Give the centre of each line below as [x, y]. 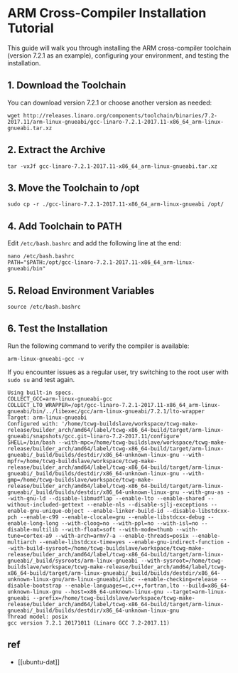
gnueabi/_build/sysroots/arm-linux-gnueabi [73, 561]
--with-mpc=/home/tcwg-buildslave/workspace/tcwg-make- [142, 443]
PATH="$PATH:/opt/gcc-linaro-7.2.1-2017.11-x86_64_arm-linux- [101, 263]
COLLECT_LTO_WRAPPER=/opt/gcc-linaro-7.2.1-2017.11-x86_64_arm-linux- [114, 405]
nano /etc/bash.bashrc [41, 256]
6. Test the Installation [58, 329]
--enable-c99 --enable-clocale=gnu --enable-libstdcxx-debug [112, 517]
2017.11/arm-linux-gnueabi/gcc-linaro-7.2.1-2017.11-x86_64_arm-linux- [115, 122]
